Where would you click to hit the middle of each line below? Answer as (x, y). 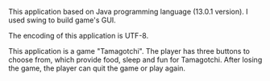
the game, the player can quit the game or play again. (97, 68)
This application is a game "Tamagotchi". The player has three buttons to (129, 51)
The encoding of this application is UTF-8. (79, 36)
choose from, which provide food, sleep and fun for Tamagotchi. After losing (135, 60)
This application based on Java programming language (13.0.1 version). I (128, 12)
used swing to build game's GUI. (62, 20)
